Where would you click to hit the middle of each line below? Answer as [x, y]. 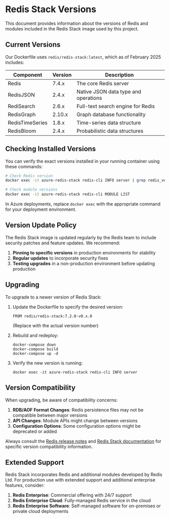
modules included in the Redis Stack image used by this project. [72, 28]
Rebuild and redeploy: [35, 335]
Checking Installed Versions [51, 149]
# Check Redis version [29, 176]
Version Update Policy [41, 225]
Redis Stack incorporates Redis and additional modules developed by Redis [84, 474]
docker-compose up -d [35, 353]
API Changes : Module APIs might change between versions [75, 420]
